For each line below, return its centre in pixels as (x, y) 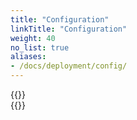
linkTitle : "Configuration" (69, 29)
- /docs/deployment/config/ (69, 66)
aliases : (28, 57)
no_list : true (40, 47)
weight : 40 (33, 38)
